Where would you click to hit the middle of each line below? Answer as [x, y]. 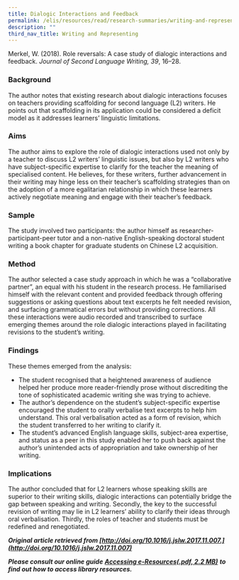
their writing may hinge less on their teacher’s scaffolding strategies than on [119, 182]
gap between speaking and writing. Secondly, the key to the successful [112, 504]
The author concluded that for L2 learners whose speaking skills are [108, 489]
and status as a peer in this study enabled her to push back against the [122, 440]
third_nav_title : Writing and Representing [73, 34]
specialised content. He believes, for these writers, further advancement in [117, 174]
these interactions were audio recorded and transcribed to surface [105, 317]
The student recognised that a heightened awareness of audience [115, 379]
